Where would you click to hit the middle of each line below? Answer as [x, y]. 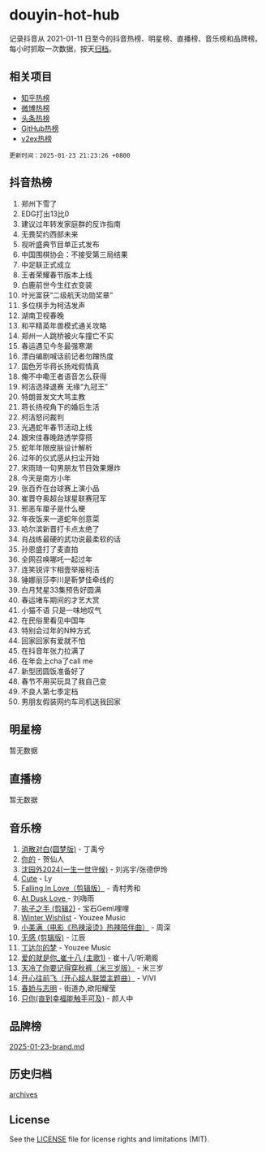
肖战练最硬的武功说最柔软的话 [71, 539]
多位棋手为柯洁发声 [53, 305]
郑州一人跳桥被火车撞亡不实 [67, 336]
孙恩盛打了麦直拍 [49, 549]
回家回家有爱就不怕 [53, 641]
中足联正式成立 [46, 264]
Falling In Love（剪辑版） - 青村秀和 [81, 888]
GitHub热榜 [40, 128]
